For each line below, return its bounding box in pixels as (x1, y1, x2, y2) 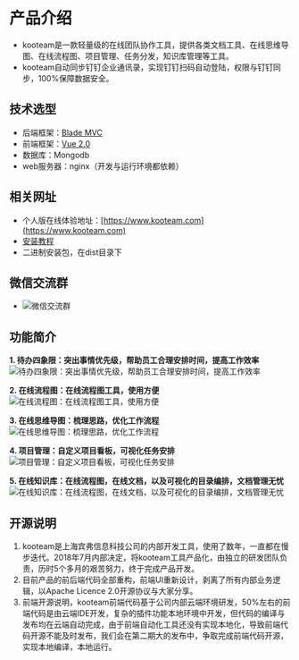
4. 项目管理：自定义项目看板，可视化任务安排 (9, 445, 176, 456)
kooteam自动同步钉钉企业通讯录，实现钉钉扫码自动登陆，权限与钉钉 (21, 62, 274, 72)
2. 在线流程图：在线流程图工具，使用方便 (9, 385, 160, 396)
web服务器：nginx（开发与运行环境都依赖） (21, 160, 184, 171)
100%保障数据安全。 (37, 72, 114, 83)
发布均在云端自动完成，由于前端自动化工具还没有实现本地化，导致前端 (21, 619, 281, 630)
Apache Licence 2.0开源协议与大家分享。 (46, 586, 198, 596)
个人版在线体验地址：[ (21, 215, 104, 225)
